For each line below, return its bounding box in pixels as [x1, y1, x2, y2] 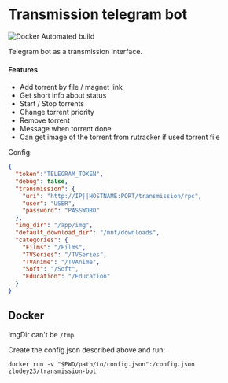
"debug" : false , [15, 177, 68, 186]
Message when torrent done [19, 124, 112, 134]
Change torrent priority [19, 108, 94, 117]
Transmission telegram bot [8, 6, 187, 24]
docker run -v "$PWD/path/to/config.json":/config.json [8, 360, 195, 368]
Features [8, 64, 38, 74]
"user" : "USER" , [22, 199, 76, 208]
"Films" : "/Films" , [22, 243, 86, 251]
